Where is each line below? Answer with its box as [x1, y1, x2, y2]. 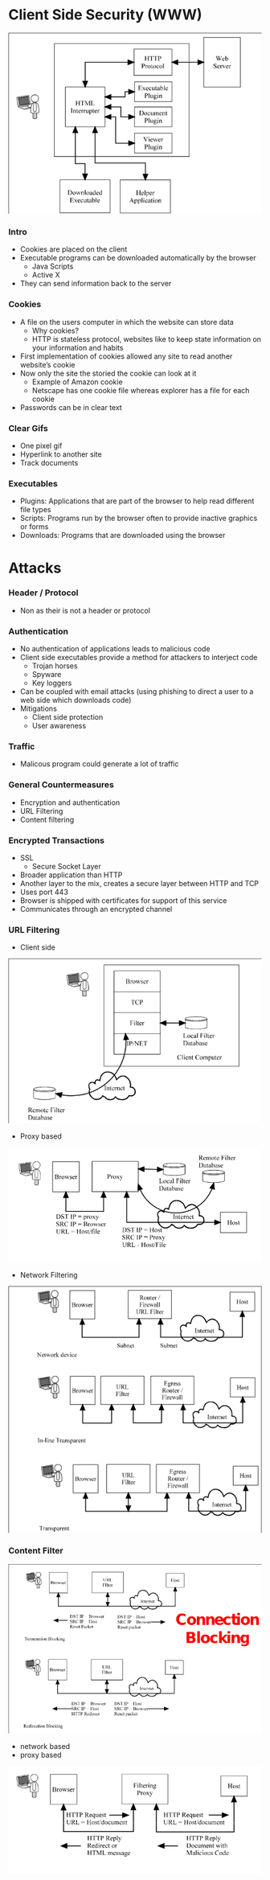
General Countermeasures [8, 779, 114, 790]
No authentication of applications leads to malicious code [19, 644, 211, 654]
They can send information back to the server [19, 279, 172, 289]
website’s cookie [19, 359, 76, 369]
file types [19, 505, 51, 515]
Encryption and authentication [19, 798, 121, 807]
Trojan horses [31, 661, 78, 671]
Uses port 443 [19, 887, 68, 897]
